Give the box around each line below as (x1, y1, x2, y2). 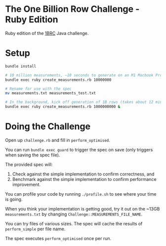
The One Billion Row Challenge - (5, 3, 140, 15)
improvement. (12, 181, 41, 187)
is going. (5, 196, 23, 202)
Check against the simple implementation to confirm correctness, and (12, 171, 155, 177)
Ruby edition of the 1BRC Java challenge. (5, 30, 89, 36)
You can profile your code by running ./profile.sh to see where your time (5, 191, 157, 197)
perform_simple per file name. (5, 226, 66, 232)
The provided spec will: (5, 161, 53, 167)
